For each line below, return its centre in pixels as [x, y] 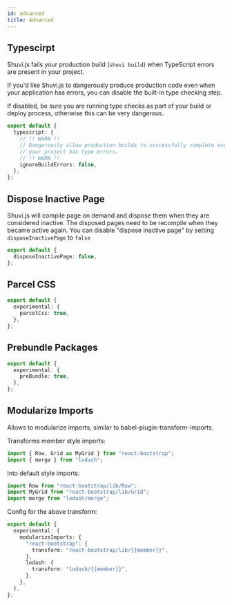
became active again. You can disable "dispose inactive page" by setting [111, 230]
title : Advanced [30, 20]
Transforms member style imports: [56, 441]
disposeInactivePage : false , [55, 256]
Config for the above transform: [52, 512]
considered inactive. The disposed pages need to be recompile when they [113, 223]
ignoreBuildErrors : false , [58, 164]
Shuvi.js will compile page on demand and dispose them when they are [108, 215]
